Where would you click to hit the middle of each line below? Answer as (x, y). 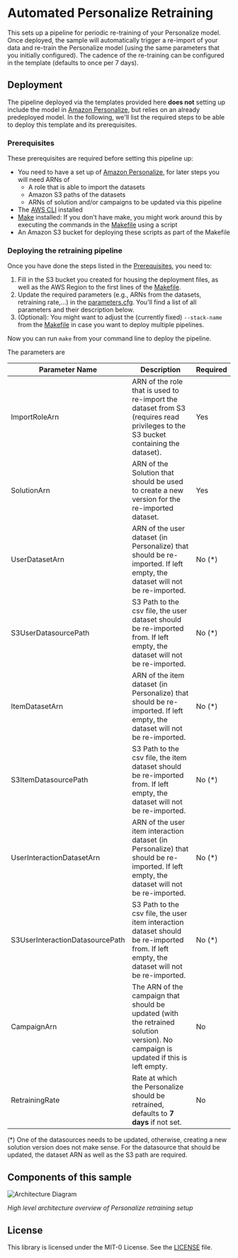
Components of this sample (70, 1177)
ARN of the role (157, 382)
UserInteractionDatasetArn (56, 858)
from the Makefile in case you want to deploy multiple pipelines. (110, 325)
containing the (156, 444)
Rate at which (154, 1078)
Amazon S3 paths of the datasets (77, 195)
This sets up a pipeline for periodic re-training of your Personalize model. (114, 33)
